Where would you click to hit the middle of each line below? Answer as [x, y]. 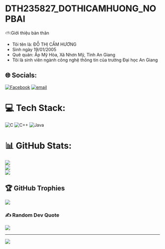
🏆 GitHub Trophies [35, 188]
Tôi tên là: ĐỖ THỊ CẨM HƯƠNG [44, 44]
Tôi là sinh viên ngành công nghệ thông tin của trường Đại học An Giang [85, 60]
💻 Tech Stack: [35, 108]
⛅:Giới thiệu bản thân [27, 33]
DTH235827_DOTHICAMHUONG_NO [81, 9]
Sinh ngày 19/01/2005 [34, 49]
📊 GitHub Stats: [39, 146]
